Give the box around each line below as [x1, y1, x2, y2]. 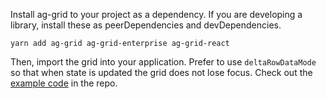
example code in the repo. [10, 77, 118, 89]
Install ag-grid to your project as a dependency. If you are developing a [10, 9, 303, 20]
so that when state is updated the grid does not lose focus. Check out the [10, 67, 313, 78]
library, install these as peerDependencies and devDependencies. [10, 19, 282, 31]
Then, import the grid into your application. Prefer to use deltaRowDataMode [10, 56, 317, 68]
